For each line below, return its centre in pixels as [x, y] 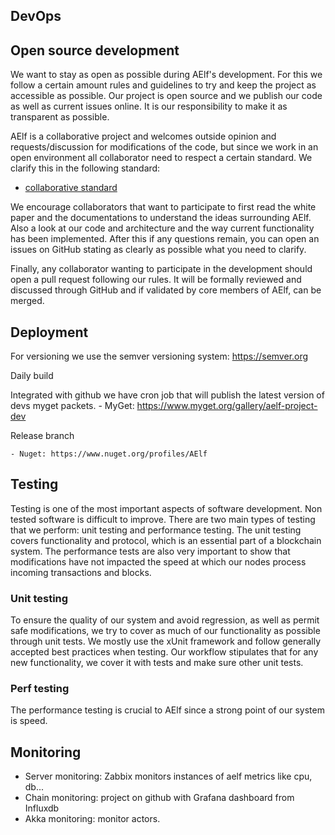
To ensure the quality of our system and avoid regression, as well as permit [165, 620]
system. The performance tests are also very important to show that [150, 551]
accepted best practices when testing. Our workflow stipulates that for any [164, 652]
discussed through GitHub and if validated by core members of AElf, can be [166, 290]
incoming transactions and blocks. [81, 572]
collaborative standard [71, 188]
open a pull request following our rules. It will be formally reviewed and [156, 280]
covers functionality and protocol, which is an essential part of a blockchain [166, 540]
